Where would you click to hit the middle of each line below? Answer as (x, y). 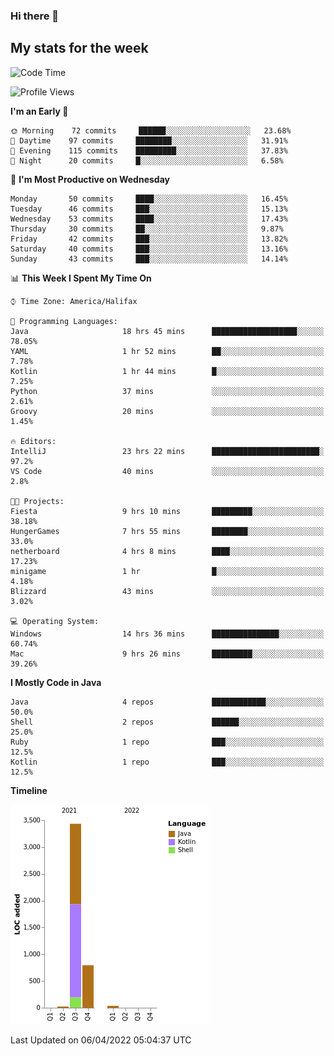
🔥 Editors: (33, 441)
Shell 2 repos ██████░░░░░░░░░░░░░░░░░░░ (167, 722)
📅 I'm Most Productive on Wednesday (90, 179)
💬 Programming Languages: (64, 321)
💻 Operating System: (55, 621)
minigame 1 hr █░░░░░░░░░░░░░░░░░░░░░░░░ (167, 571)
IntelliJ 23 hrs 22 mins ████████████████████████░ (167, 451)
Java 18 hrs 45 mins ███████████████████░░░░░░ (167, 331)
